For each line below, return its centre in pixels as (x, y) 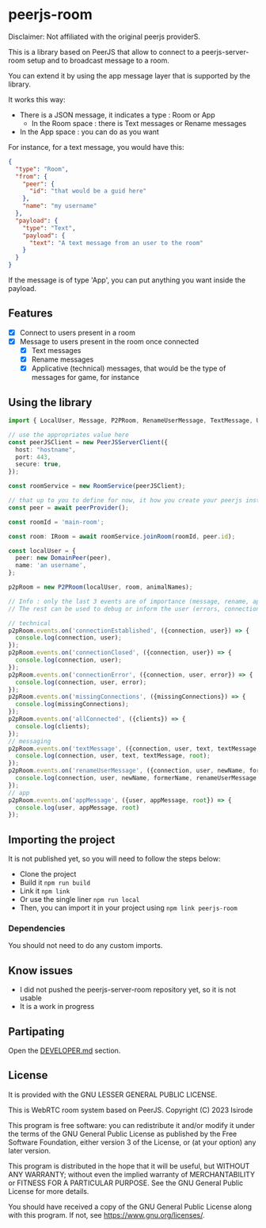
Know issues (41, 971)
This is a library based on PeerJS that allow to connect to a (104, 52)
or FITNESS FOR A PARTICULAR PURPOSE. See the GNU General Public (126, 1183)
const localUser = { (42, 551)
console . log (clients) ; (53, 726)
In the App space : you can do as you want (89, 132)
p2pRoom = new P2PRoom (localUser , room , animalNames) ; (101, 587)
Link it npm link (45, 891)
